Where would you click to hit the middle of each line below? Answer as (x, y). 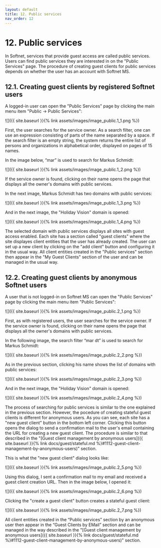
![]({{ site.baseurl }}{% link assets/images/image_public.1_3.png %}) (73, 203)
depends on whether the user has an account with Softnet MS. (68, 71)
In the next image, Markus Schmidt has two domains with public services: (79, 194)
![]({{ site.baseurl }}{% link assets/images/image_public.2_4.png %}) (73, 398)
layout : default (21, 9)
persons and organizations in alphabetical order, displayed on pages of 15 (79, 146)
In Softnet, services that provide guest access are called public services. (78, 56)
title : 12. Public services (33, 14)
